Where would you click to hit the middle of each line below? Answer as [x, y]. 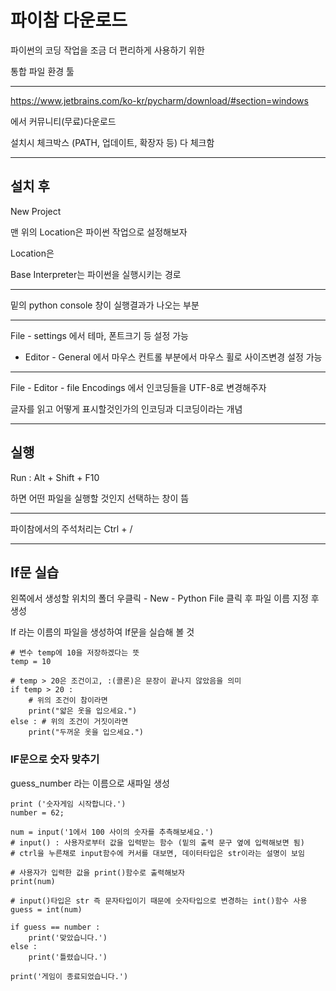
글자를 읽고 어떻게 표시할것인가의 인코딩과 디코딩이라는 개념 [126, 408]
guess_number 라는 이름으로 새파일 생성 [90, 783]
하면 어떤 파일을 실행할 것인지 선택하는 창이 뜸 [100, 498]
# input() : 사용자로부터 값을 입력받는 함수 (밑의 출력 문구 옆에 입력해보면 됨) [157, 842]
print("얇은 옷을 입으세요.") [83, 711]
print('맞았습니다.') [68, 937]
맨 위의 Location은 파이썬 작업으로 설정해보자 [99, 232]
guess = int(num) [46, 909]
